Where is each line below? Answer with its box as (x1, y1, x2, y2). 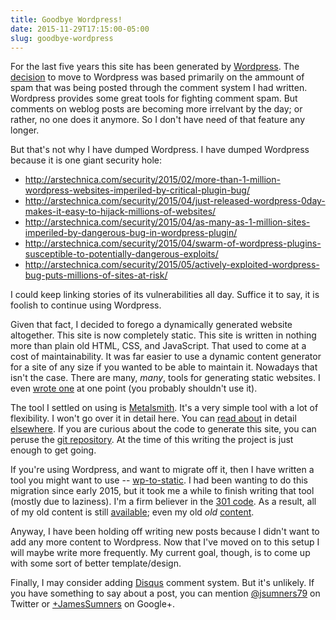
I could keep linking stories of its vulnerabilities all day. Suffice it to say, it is (10, 289, 320, 301)
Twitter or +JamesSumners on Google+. (10, 598, 176, 610)
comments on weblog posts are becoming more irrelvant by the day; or (10, 103, 303, 115)
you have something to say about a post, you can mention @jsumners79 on (10, 587, 321, 600)
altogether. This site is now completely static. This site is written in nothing (10, 329, 317, 341)
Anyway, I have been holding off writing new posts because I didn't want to (10, 526, 320, 538)
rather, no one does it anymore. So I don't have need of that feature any (10, 114, 306, 126)
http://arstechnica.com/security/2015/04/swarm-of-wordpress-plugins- (24, 237, 322, 250)
